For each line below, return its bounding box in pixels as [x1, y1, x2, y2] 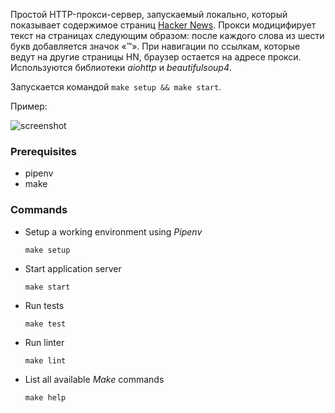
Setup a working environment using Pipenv [24, 225, 203, 238]
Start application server [24, 262, 122, 274]
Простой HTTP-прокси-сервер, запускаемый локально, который [10, 9, 288, 20]
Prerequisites [10, 144, 77, 158]
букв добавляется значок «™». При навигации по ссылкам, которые [10, 40, 301, 52]
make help [24, 392, 67, 403]
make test [24, 319, 67, 329]
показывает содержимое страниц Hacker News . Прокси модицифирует [10, 19, 317, 31]
